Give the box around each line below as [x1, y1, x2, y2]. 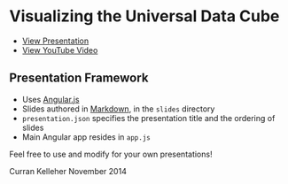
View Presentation [21, 35, 90, 46]
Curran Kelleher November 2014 [9, 165, 127, 176]
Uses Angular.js [21, 94, 80, 104]
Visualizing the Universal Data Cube [9, 6, 280, 27]
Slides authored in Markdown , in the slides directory [21, 103, 215, 114]
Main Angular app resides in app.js [21, 131, 151, 142]
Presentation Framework [9, 71, 149, 86]
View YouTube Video [21, 44, 98, 55]
